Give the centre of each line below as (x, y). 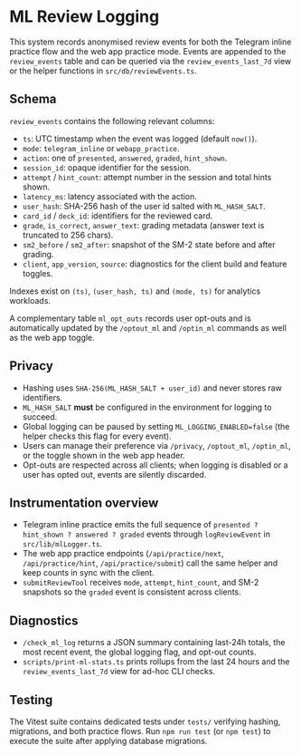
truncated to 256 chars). (68, 235)
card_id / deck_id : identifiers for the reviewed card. (118, 216)
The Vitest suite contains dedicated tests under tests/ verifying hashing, (145, 721)
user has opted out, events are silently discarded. (114, 474)
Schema (33, 99)
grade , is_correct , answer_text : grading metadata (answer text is (143, 225)
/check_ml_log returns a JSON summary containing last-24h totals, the (154, 643)
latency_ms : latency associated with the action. (109, 196)
